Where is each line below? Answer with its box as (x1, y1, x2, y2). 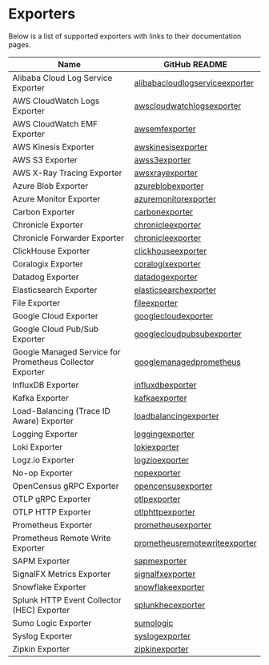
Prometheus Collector (12, 356, 94, 367)
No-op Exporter (12, 467, 74, 479)
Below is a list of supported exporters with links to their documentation (8, 31, 242, 41)
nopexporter (134, 467, 182, 479)
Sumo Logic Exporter (12, 617, 92, 628)
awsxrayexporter (134, 167, 198, 178)
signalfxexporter (134, 568, 196, 579)
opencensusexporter (134, 480, 213, 491)
